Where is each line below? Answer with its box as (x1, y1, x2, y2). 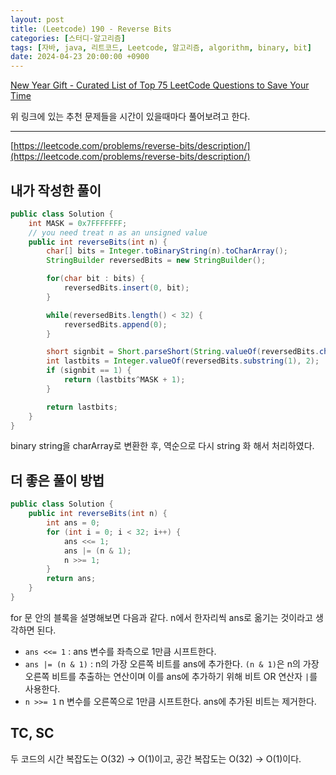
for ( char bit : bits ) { (46, 274, 145, 284)
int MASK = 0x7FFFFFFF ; (28, 218, 128, 228)
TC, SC (10, 725, 55, 742)
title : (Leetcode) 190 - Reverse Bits (10, 24, 172, 34)
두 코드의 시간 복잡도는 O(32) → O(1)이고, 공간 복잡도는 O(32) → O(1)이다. (10, 752, 302, 765)
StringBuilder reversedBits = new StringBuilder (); (46, 256, 267, 266)
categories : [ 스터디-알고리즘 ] (10, 33, 127, 43)
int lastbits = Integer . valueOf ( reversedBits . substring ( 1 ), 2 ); (46, 356, 320, 366)
